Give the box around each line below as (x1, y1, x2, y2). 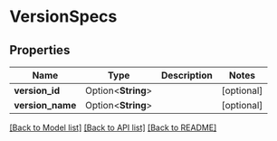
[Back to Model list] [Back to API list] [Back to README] (9, 122, 217, 133)
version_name (14, 99, 77, 111)
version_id (14, 84, 61, 97)
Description (161, 70, 213, 81)
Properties (9, 42, 71, 58)
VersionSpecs (9, 6, 118, 27)
